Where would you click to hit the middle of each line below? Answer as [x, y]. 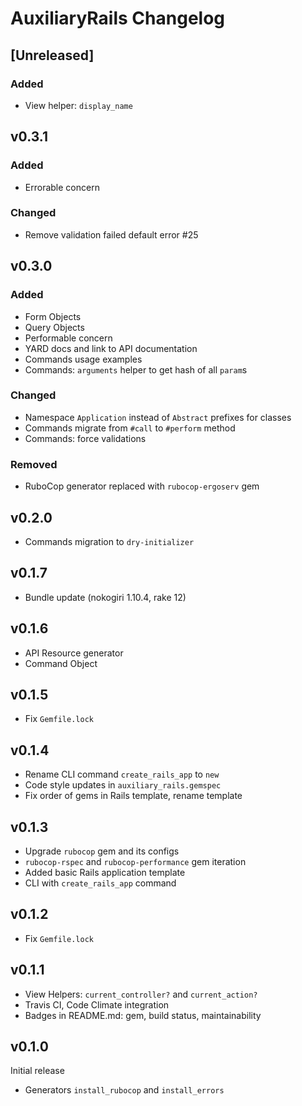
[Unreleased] [52, 55]
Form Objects [53, 316]
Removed [34, 464]
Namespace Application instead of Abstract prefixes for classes [158, 417]
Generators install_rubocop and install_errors [124, 1090]
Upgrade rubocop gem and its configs [102, 851]
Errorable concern [62, 187]
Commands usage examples [83, 359]
